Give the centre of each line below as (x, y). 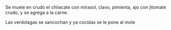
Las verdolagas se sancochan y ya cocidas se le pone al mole (70, 22)
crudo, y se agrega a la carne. (37, 12)
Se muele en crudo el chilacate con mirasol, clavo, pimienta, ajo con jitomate (86, 7)
